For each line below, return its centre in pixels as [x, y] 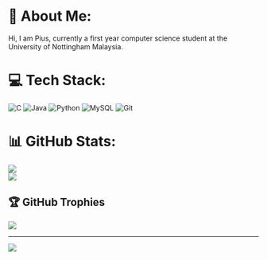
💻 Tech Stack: [57, 81]
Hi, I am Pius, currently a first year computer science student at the [118, 38]
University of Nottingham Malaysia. [66, 46]
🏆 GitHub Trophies [57, 202]
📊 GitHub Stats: [62, 142]
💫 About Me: [50, 16]
